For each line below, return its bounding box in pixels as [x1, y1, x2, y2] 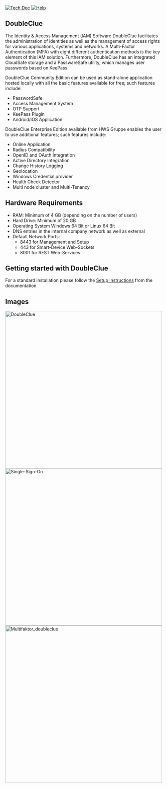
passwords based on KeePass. [5, 64, 69, 70]
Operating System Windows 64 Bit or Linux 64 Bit [12, 223, 115, 229]
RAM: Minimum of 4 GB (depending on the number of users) [12, 212, 137, 218]
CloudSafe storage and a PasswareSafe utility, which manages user [5, 59, 145, 65]
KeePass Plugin [12, 111, 45, 117]
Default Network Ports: [12, 233, 60, 239]
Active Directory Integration [12, 157, 70, 163]
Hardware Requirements [5, 199, 83, 207]
